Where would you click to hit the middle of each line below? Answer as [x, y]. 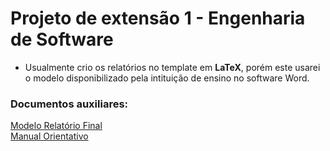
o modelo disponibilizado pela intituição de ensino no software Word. [167, 78]
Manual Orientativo [49, 136]
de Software [62, 39]
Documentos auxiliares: [69, 104]
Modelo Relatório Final [56, 126]
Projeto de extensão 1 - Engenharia [158, 18]
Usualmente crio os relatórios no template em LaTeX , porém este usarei [172, 67]
